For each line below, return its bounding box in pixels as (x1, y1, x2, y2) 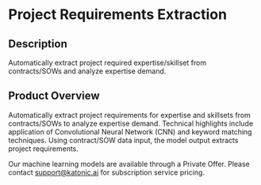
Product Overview (8, 89, 100, 103)
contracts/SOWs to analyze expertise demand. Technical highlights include (8, 119, 254, 128)
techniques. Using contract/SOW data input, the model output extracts (8, 135, 239, 145)
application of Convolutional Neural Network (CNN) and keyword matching (8, 126, 252, 136)
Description (8, 37, 67, 51)
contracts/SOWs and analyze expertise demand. (8, 66, 167, 76)
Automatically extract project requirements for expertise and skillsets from (8, 110, 251, 119)
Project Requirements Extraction (8, 6, 228, 24)
